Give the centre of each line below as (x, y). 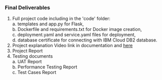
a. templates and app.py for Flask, (48, 24)
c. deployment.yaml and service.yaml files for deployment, (74, 35)
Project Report (27, 51)
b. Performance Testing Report (45, 67)
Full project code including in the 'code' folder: (61, 19)
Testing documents (32, 56)
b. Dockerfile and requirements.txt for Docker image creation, (77, 29)
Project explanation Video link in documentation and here (72, 46)
